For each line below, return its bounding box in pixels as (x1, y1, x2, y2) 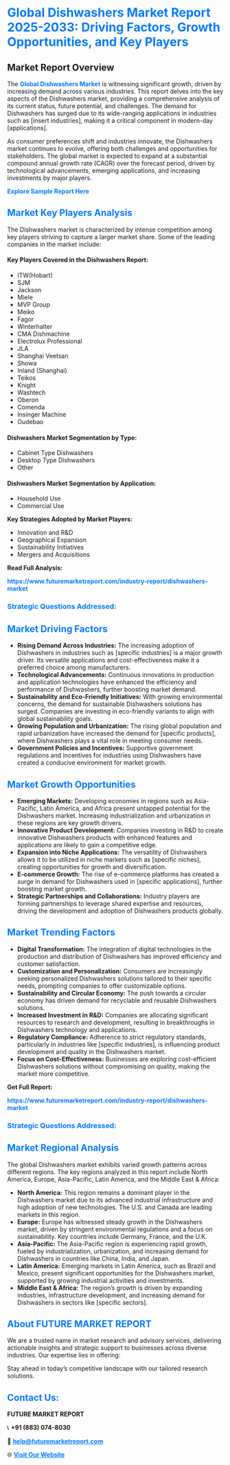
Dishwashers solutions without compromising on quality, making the (16, 1062, 211, 1070)
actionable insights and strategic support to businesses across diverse (7, 1344, 207, 1352)
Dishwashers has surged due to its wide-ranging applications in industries (7, 109, 217, 117)
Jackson (16, 286, 42, 294)
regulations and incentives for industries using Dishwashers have (16, 751, 202, 760)
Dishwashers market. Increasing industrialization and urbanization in (16, 811, 211, 820)
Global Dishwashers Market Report (7, 5, 211, 21)
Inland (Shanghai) (16, 367, 67, 375)
